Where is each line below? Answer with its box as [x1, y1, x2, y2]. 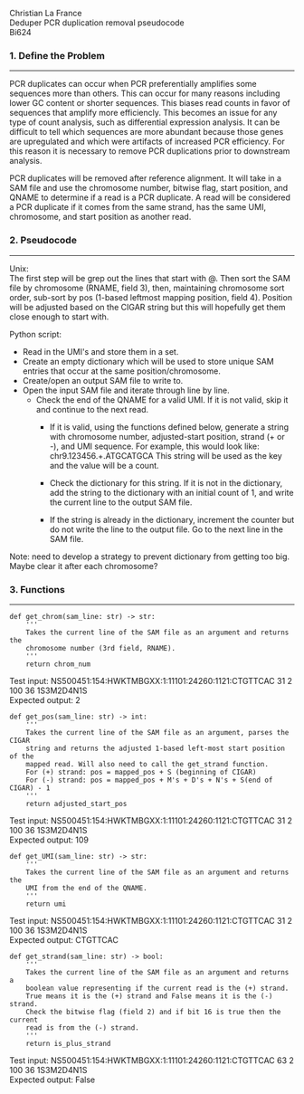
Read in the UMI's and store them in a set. [22, 346, 179, 357]
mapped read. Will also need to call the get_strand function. [25, 759, 270, 768]
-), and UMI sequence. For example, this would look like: [49, 441, 260, 452]
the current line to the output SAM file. [49, 497, 193, 508]
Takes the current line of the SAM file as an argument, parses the [25, 728, 290, 737]
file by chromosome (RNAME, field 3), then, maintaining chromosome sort [9, 282, 285, 293]
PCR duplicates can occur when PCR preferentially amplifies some [9, 79, 257, 90]
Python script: [9, 328, 62, 339]
